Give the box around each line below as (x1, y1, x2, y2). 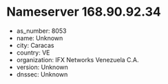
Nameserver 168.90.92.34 (6, 4, 161, 20)
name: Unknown (16, 33, 63, 42)
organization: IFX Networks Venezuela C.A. (16, 55, 139, 64)
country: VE (16, 48, 50, 57)
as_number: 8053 (16, 27, 67, 35)
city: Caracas (16, 41, 54, 49)
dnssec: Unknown (16, 70, 68, 79)
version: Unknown (16, 63, 68, 71)
